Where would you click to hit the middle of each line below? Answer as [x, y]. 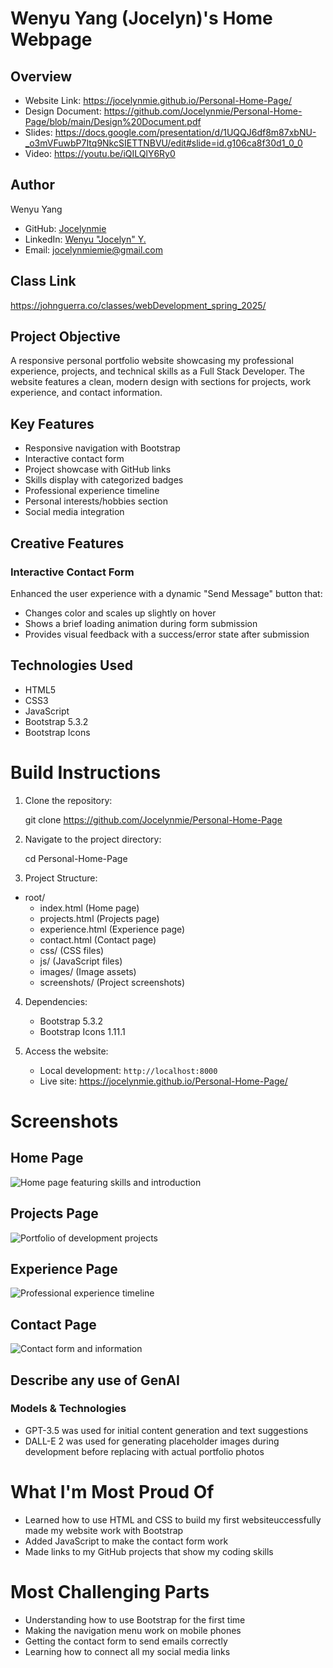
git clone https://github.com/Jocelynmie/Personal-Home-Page [153, 819]
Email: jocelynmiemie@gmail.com [93, 249]
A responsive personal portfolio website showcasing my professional [152, 361]
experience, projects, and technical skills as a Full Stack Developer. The [158, 371]
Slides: [38, 132]
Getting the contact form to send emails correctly [126, 1641]
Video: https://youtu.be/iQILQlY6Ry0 [100, 153]
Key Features [52, 423]
